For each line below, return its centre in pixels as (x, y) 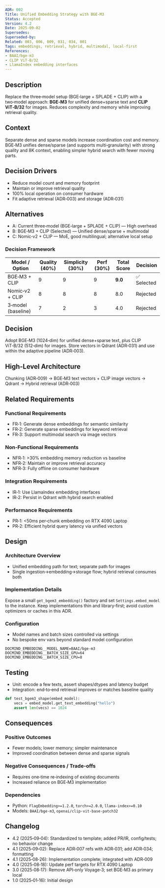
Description (23, 85)
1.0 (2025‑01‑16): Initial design (42, 880)
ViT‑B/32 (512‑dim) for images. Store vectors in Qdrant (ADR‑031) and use (80, 346)
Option (21, 268)
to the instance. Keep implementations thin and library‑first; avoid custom (79, 606)
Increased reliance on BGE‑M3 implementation (59, 782)
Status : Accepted (23, 19)
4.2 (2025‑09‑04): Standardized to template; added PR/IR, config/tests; (84, 838)
